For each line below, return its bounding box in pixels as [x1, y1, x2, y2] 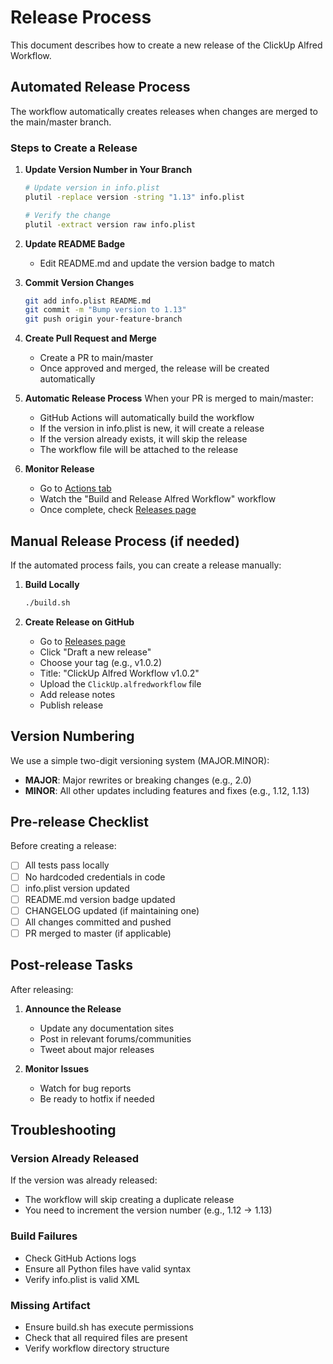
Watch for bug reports [39, 1082, 132, 1094]
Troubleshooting [10, 1122, 117, 1139]
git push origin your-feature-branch [24, 314, 183, 325]
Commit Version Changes [24, 276, 135, 288]
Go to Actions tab [39, 482, 112, 495]
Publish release [39, 699, 104, 711]
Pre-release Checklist [10, 814, 149, 831]
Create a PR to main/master [39, 352, 154, 364]
